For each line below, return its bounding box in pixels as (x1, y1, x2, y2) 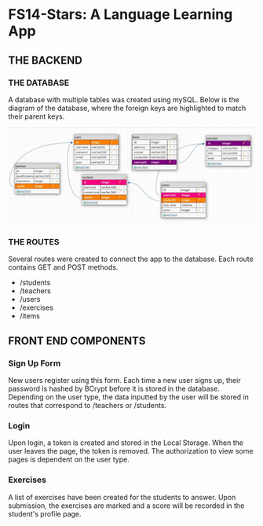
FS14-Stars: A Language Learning (8, 6, 233, 24)
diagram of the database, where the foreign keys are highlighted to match (8, 103, 247, 112)
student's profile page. (8, 509, 82, 518)
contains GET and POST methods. (8, 263, 119, 272)
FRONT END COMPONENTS (8, 334, 146, 348)
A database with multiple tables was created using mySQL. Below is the (8, 94, 239, 104)
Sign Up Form (8, 358, 61, 369)
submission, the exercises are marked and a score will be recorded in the (8, 501, 245, 510)
